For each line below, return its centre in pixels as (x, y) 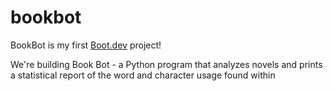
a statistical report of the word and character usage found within (143, 75)
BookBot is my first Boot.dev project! (86, 45)
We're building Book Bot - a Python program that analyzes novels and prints (166, 64)
